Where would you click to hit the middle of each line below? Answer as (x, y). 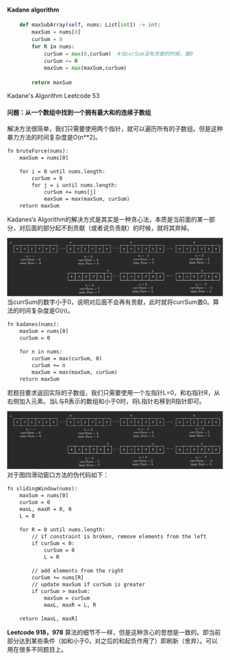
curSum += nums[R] (58, 577)
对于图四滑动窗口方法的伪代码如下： (58, 474)
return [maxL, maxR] (49, 619)
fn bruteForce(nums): (38, 151)
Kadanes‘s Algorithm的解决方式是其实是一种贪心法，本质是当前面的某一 (108, 220)
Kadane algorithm (33, 10)
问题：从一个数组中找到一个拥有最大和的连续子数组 (79, 112)
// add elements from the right (78, 571)
